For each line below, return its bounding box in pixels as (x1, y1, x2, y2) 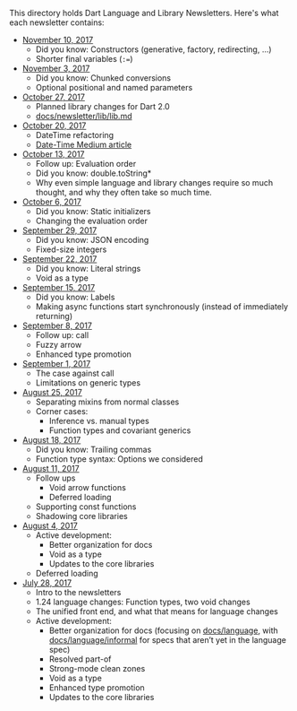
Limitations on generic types (35, 377, 141, 388)
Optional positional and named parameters (35, 82, 193, 92)
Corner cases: (35, 406, 89, 416)
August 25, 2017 (21, 387, 82, 397)
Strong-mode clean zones (48, 663, 146, 673)
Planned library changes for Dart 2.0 (35, 101, 170, 111)
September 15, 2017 (21, 282, 96, 292)
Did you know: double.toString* (35, 168, 152, 178)
